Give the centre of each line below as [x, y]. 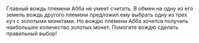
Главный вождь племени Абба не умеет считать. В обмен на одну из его [100, 9]
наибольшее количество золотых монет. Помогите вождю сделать [92, 27]
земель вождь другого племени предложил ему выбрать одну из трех [97, 15]
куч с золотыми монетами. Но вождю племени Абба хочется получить [97, 21]
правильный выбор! [32, 34]
